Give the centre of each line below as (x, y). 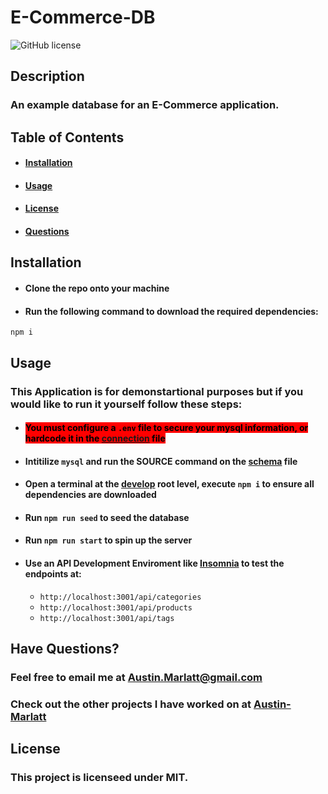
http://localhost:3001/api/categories (120, 597)
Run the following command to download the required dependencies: (171, 311)
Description (47, 76)
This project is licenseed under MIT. (99, 778)
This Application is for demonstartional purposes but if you (157, 391)
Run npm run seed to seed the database (107, 517)
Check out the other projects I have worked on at (131, 704)
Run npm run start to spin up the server (108, 540)
